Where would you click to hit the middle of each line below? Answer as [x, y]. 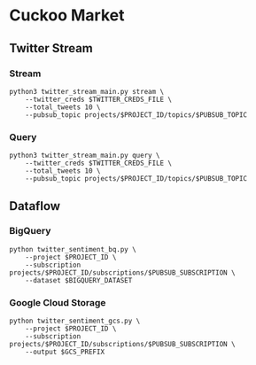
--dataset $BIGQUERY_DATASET [79, 280]
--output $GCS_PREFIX [65, 352]
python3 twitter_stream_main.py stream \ [87, 91]
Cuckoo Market [67, 16]
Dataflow [35, 206]
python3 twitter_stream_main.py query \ [85, 156]
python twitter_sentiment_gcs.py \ [75, 321]
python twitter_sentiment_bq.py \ [73, 249]
